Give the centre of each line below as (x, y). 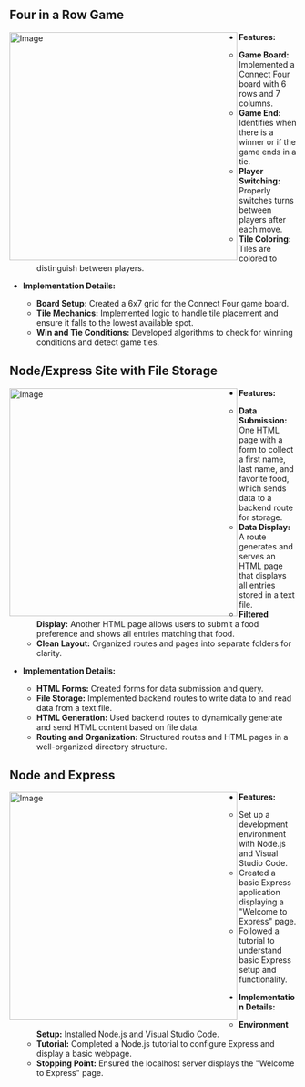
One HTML (259, 430)
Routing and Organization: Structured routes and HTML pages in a (162, 737)
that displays (263, 575)
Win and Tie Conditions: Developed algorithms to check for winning (164, 332)
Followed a (259, 931)
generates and (266, 546)
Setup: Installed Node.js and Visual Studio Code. (128, 1034)
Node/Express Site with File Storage (114, 371)
